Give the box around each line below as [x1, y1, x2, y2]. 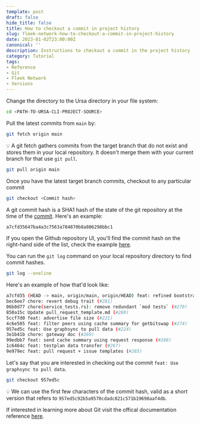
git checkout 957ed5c [6, 377, 60, 383]
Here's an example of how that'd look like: [6, 281, 110, 288]
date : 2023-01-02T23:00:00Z [6, 36, 76, 42]
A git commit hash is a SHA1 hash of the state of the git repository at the [6, 206, 183, 213]
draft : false [6, 14, 39, 20]
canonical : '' [6, 42, 42, 48]
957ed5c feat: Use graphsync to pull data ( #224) [6, 326, 132, 332]
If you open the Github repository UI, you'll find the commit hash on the [6, 235, 180, 242]
